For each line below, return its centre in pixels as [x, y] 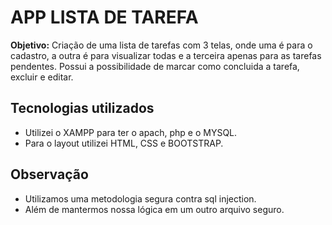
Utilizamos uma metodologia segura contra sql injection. [140, 198]
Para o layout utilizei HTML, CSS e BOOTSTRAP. [124, 143]
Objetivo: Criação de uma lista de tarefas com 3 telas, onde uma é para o [161, 45]
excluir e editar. [42, 77]
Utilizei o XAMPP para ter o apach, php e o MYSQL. [131, 132]
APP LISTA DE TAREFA [104, 17]
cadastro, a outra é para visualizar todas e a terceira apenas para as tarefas [166, 55]
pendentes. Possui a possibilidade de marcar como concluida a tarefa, [155, 66]
